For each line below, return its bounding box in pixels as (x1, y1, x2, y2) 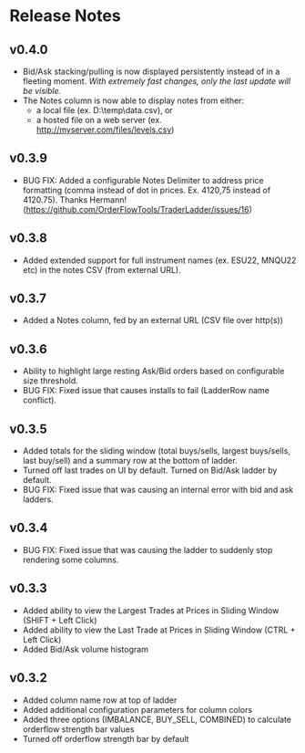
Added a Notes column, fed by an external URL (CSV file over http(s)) (22, 315, 284, 326)
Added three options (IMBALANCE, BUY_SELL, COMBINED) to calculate (22, 714, 291, 725)
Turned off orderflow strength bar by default (22, 733, 189, 744)
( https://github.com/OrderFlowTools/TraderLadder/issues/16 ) (22, 204, 252, 214)
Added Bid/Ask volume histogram (22, 643, 148, 654)
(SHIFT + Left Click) (22, 614, 97, 625)
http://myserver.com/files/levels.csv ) (36, 124, 175, 135)
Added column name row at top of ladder (22, 695, 178, 706)
